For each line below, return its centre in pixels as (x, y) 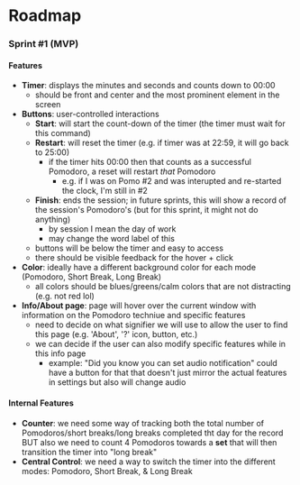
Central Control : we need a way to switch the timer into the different (148, 462)
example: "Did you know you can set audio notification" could (163, 363)
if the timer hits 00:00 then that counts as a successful (150, 162)
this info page (60, 353)
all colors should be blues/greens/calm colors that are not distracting (163, 287)
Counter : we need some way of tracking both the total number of (143, 423)
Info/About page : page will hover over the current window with (139, 306)
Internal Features (41, 403)
